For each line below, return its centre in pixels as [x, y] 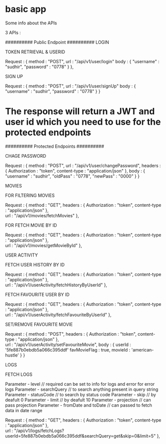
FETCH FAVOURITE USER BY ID [37, 294]
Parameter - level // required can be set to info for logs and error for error [80, 384]
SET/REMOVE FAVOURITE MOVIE [39, 324]
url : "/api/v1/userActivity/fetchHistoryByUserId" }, [56, 285]
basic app [26, 9]
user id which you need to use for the [83, 122]
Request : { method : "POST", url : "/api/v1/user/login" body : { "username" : [82, 61]
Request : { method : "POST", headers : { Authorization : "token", [71, 334]
